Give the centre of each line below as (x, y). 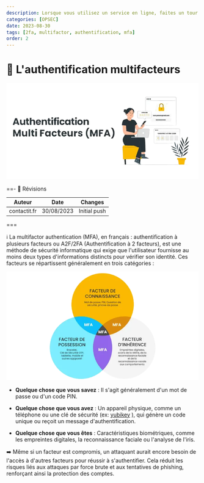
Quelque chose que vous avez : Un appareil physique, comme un (98, 408)
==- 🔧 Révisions (27, 189)
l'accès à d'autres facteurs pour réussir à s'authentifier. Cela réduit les (95, 460)
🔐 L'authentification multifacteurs (93, 70)
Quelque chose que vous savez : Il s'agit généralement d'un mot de (101, 390)
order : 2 (17, 39)
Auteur (23, 202)
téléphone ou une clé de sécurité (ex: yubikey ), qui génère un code (100, 415)
